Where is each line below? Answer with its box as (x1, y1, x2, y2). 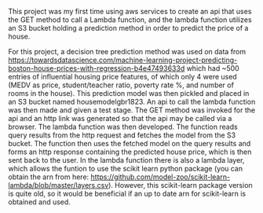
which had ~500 (186, 64, 239, 73)
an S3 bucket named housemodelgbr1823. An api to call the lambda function (8, 97, 256, 106)
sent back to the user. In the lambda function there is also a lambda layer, (8, 156, 245, 164)
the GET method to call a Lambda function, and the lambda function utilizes (8, 15, 253, 24)
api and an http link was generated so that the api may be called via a (8, 114, 232, 123)
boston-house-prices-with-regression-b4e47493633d (8, 64, 185, 73)
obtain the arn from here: (8, 172, 89, 182)
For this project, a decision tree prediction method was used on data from (8, 47, 247, 56)
